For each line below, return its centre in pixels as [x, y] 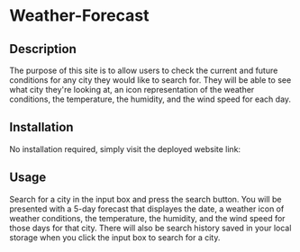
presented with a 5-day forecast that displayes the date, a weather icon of [147, 209]
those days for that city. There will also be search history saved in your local [150, 228]
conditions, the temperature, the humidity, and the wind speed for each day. [150, 99]
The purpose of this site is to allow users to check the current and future [144, 70]
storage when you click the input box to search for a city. [115, 237]
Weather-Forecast [79, 16]
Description [43, 49]
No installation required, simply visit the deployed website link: [125, 148]
